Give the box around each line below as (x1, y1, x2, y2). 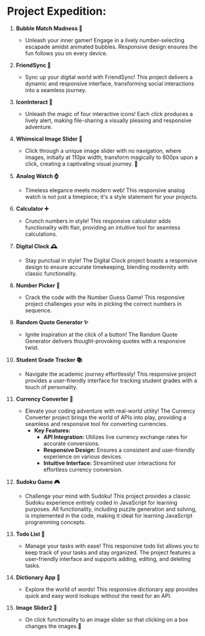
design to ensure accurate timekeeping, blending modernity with (25, 263, 189, 271)
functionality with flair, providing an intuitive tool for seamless (25, 223, 180, 231)
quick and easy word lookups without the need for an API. (25, 592, 172, 599)
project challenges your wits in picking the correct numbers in (25, 300, 182, 308)
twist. (25, 344, 39, 351)
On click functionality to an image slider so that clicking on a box (25, 616, 189, 623)
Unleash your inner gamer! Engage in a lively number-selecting (25, 36, 185, 44)
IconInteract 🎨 (15, 98, 53, 106)
